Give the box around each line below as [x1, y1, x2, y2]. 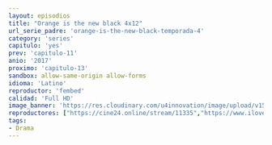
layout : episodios [8, 11, 70, 20]
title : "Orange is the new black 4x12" [8, 19, 143, 27]
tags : [8, 117, 27, 125]
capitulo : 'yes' [8, 42, 63, 50]
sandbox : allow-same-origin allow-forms [8, 72, 147, 80]
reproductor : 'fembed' [8, 86, 85, 95]
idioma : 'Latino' [8, 79, 67, 87]
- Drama [8, 124, 35, 132]
